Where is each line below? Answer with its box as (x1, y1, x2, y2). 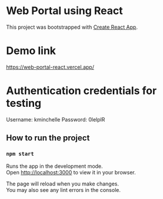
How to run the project (6, 133, 90, 143)
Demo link (6, 44, 56, 58)
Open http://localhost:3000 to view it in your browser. (6, 168, 137, 176)
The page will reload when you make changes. (6, 180, 119, 187)
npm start (6, 151, 34, 157)
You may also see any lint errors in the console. (6, 186, 121, 193)
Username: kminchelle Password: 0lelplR (6, 116, 105, 123)
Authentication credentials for (6, 84, 157, 97)
